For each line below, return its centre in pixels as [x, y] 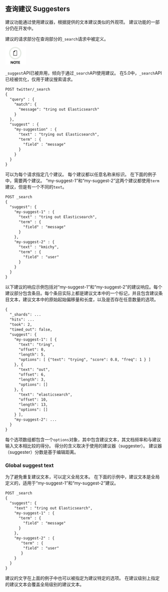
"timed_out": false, [31, 329]
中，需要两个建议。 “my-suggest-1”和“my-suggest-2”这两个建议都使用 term [82, 180]
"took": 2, [21, 324]
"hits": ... [22, 319]
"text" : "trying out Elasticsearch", [59, 134]
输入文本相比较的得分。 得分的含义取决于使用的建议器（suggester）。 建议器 [84, 446]
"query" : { [22, 99]
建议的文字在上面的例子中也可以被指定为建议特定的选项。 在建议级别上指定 [82, 578]
